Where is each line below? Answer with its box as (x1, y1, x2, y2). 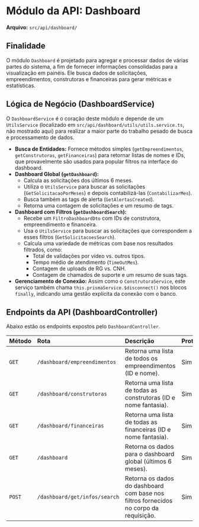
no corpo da (124, 504, 159, 512)
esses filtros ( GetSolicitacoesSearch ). (23, 233, 117, 241)
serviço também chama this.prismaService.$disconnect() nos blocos (14, 283, 187, 291)
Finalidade (6, 41, 46, 51)
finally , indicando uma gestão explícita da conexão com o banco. (14, 290, 178, 297)
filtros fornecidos (124, 497, 173, 505)
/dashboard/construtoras (37, 391, 108, 398)
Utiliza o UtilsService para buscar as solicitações (23, 183, 146, 190)
